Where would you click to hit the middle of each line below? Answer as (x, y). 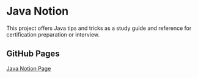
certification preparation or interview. (53, 34)
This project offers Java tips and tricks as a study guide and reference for (99, 28)
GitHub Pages (33, 54)
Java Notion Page (29, 68)
